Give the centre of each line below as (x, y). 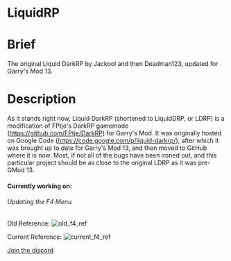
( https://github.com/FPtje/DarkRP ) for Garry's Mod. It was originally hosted (114, 133)
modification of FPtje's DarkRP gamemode (68, 126)
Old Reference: (29, 223)
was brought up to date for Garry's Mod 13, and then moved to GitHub (107, 148)
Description (42, 99)
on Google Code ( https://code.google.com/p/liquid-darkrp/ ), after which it (113, 141)
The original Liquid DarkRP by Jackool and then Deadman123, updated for (113, 64)
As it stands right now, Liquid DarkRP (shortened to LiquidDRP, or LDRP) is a (116, 119)
